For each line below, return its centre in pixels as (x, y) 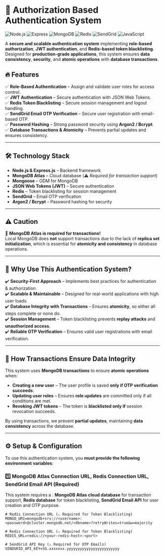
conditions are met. (32, 401)
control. (13, 92)
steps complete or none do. (33, 313)
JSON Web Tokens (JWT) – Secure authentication (63, 186)
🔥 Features (22, 75)
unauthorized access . (28, 326)
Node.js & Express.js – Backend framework (56, 170)
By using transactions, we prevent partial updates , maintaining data (74, 421)
